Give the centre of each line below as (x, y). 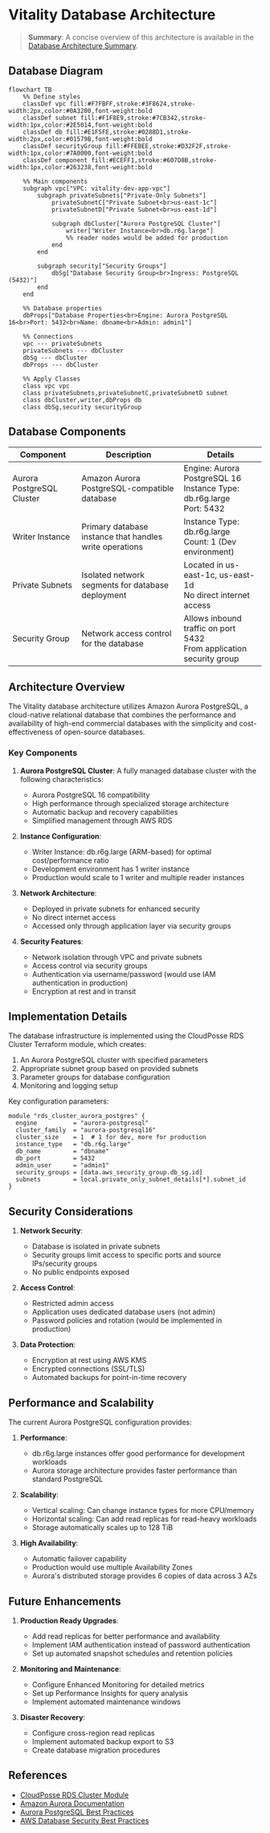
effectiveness (31, 732)
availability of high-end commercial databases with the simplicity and (123, 724)
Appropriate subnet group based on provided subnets (109, 1069)
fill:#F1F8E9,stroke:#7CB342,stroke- (143, 118)
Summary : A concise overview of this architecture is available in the (141, 37)
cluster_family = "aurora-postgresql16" (86, 1130)
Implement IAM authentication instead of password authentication (141, 1644)
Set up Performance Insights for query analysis (110, 1693)
